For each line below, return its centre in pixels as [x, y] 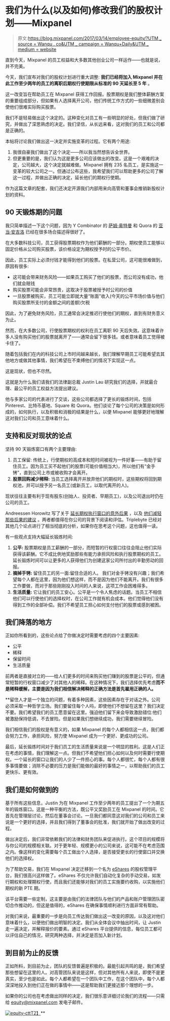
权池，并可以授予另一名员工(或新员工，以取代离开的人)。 [72, 485]
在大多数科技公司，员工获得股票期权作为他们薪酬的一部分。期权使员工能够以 [85, 243]
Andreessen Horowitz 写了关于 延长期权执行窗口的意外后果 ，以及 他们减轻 [83, 513]
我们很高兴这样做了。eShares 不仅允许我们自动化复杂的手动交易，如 [85, 876]
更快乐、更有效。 [23, 772]
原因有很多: [17, 266]
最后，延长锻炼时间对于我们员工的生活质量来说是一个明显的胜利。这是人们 [83, 747]
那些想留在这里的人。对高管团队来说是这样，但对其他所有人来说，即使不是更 [85, 972]
